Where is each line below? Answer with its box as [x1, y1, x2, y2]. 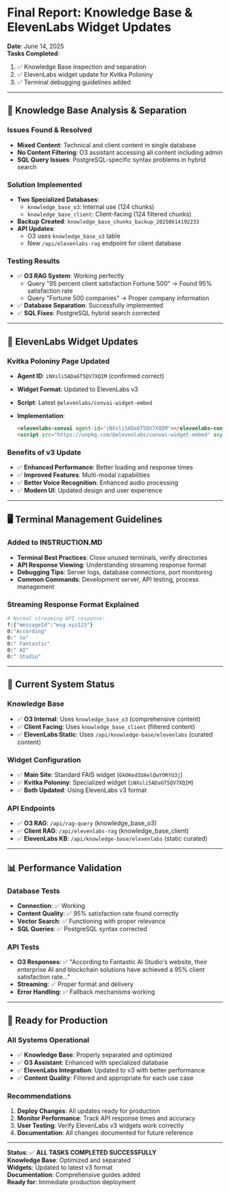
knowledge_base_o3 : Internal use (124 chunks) [27, 202, 155, 210]
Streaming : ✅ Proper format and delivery [16, 980, 133, 988]
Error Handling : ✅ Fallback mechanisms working [16, 988, 155, 996]
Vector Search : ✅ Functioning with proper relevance [16, 917, 166, 926]
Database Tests [7, 886, 60, 896]
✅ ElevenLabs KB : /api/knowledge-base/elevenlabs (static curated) [16, 835, 207, 843]
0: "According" [7, 628, 48, 635]
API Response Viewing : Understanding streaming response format [16, 561, 207, 569]
